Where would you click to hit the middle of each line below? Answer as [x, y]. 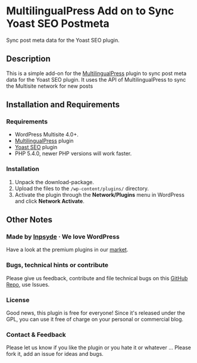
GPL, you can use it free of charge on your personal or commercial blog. [95, 319]
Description [28, 59]
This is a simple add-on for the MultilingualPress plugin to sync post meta [96, 73]
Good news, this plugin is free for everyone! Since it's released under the [96, 313]
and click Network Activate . [49, 201]
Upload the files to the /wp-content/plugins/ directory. [82, 188]
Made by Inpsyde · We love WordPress [63, 237]
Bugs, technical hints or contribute [57, 265]
